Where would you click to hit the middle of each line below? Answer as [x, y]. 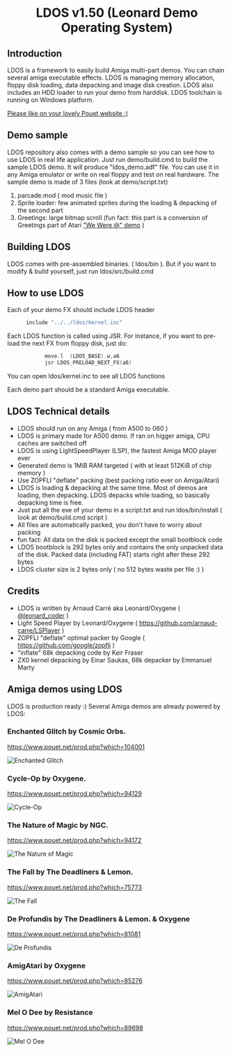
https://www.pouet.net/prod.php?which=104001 [76, 747]
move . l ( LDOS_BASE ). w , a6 [82, 356]
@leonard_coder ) [43, 615]
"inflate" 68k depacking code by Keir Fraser [80, 652]
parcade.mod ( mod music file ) [62, 195]
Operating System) [117, 28]
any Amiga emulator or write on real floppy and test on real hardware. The [113, 174]
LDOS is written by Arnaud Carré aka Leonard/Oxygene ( [99, 608]
